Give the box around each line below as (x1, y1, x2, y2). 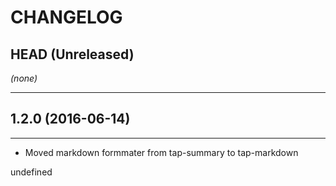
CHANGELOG (10, 6, 123, 29)
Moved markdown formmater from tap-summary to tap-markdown (24, 146, 299, 158)
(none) (10, 72, 38, 84)
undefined (10, 166, 53, 178)
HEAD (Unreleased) (10, 46, 135, 63)
